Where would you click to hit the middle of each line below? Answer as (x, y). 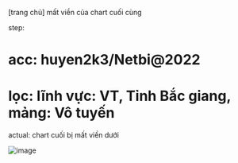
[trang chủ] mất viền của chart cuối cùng (75, 12)
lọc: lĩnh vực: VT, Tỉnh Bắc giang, (120, 96)
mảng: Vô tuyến (61, 113)
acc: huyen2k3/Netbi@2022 (104, 60)
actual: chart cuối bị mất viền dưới (63, 135)
